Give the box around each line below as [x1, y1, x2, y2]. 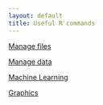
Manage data [8, 57, 52, 67]
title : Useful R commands [8, 19, 95, 27]
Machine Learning [8, 72, 68, 82]
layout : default [8, 11, 63, 20]
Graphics [8, 87, 39, 97]
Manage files [8, 41, 51, 50]
